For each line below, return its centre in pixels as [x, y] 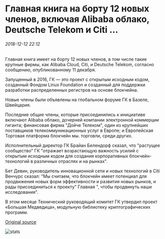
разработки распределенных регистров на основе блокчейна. [72, 90]
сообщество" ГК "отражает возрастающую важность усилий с [72, 151]
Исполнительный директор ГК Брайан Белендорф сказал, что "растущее [82, 145]
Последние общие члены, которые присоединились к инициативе [75, 115]
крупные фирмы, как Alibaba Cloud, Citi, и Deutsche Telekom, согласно [80, 65]
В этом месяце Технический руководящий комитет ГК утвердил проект [81, 202]
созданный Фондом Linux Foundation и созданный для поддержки [75, 85]
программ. [17, 213]
